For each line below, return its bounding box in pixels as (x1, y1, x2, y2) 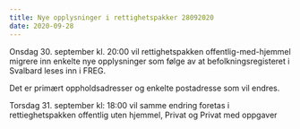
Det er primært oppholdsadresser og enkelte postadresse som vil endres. (9, 82, 280, 93)
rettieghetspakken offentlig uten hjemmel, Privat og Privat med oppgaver (9, 109, 278, 120)
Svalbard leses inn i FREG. (9, 64, 106, 76)
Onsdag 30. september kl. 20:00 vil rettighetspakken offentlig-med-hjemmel (9, 46, 291, 56)
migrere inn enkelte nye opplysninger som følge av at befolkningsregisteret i (9, 56, 290, 66)
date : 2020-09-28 (9, 21, 74, 30)
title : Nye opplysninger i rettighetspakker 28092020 (9, 13, 215, 22)
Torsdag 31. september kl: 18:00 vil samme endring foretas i (9, 99, 230, 110)
